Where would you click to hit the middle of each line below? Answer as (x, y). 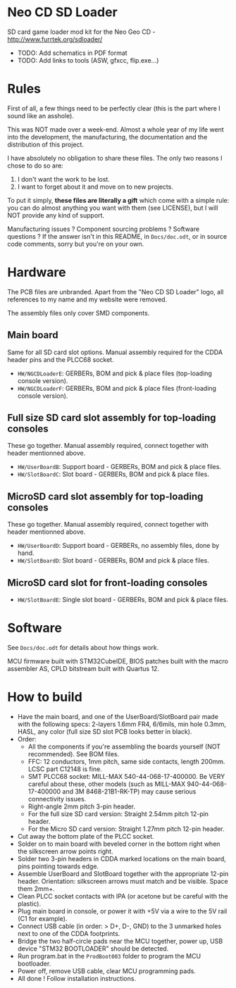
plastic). (29, 903)
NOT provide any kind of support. (56, 215)
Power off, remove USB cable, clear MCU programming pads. (106, 971)
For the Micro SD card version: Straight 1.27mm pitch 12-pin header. (126, 829)
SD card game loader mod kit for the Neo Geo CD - (81, 32)
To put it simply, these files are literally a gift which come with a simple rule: (118, 200)
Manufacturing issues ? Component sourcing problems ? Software (103, 229)
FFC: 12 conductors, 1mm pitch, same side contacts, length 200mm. (126, 761)
